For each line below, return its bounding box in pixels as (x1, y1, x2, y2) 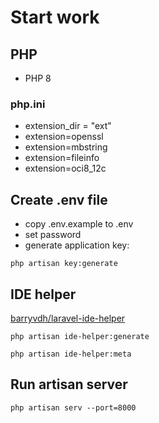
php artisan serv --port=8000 (10, 402, 137, 413)
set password (24, 229, 82, 241)
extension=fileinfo (24, 152, 100, 164)
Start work (10, 6, 100, 29)
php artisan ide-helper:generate (10, 331, 150, 341)
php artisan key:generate (10, 259, 118, 269)
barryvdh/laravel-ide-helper (10, 312, 126, 324)
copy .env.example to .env (24, 218, 134, 230)
